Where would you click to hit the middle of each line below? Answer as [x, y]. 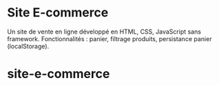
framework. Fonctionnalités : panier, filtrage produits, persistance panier [109, 38]
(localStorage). [28, 46]
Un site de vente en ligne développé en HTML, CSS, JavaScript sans [104, 32]
